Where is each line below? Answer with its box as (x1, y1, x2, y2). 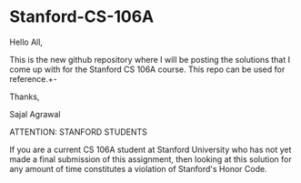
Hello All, (9, 36, 44, 47)
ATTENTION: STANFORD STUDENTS (9, 126, 147, 137)
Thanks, (9, 91, 40, 102)
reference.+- (9, 73, 57, 84)
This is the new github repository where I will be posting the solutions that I (9, 54, 291, 65)
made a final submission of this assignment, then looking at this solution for (9, 153, 293, 165)
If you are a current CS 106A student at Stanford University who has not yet (9, 144, 292, 155)
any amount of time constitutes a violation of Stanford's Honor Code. (9, 163, 267, 174)
